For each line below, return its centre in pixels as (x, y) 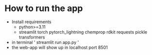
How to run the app (44, 8)
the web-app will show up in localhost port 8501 (59, 47)
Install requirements (31, 22)
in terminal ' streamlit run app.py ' (45, 42)
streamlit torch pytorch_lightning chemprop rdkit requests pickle (83, 32)
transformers (32, 37)
